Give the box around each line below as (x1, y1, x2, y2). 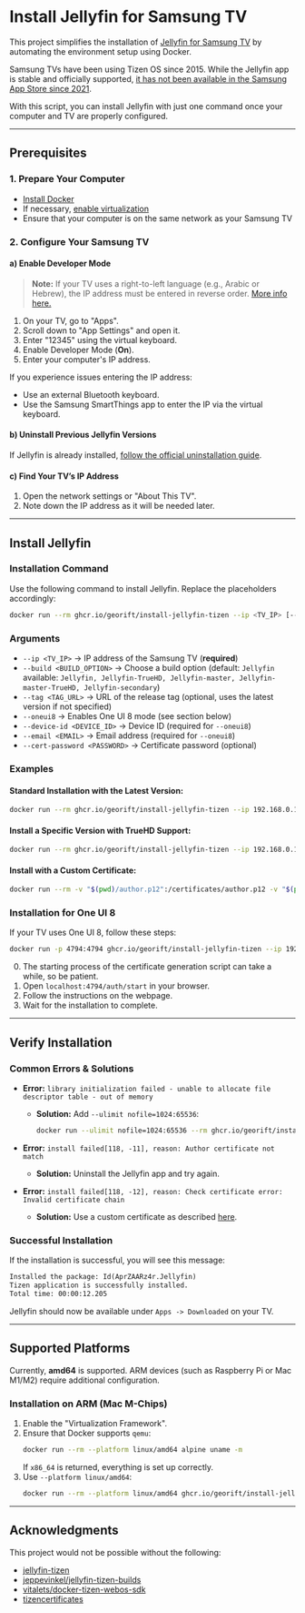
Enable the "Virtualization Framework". (22, 1417, 168, 1428)
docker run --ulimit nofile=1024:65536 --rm (35, 1126, 208, 1135)
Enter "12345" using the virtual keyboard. (22, 334, 177, 345)
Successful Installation (9, 1233, 113, 1246)
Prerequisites (9, 146, 87, 161)
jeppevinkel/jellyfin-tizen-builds (22, 1574, 142, 1585)
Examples (9, 762, 54, 775)
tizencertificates (22, 1593, 84, 1604)
